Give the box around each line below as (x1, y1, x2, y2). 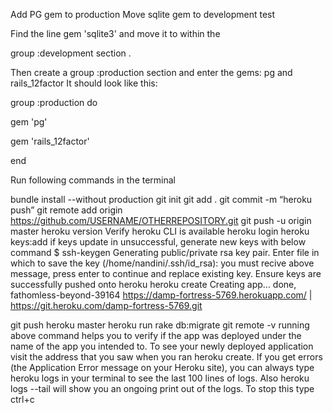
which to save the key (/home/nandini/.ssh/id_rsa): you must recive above (10, 257, 315, 269)
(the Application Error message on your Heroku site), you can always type (10, 362, 315, 373)
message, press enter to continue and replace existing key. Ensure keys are (10, 268, 322, 279)
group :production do (10, 97, 98, 108)
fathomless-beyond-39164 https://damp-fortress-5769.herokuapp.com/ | (10, 289, 313, 301)
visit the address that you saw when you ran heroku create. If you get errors (10, 351, 323, 363)
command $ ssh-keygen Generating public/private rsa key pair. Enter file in (10, 247, 320, 258)
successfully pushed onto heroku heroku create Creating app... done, (10, 279, 297, 290)
